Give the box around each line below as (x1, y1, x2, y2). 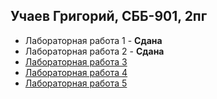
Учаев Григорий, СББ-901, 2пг (10, 8, 208, 25)
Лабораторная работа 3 (24, 55, 128, 68)
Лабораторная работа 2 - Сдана (24, 45, 165, 57)
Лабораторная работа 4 (24, 66, 128, 78)
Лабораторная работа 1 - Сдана (24, 34, 163, 46)
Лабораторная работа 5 (24, 77, 128, 89)
